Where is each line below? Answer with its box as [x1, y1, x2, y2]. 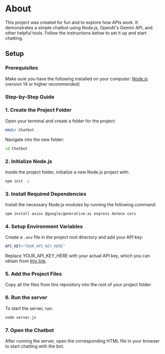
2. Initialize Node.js [5, 158, 53, 165]
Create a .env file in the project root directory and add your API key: [5, 234, 144, 240]
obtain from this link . [5, 258, 47, 264]
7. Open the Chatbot [5, 327, 55, 334]
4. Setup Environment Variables [5, 223, 83, 230]
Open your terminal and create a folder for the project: [5, 118, 116, 124]
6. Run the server [5, 294, 48, 301]
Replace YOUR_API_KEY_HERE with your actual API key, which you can [5, 253, 150, 259]
